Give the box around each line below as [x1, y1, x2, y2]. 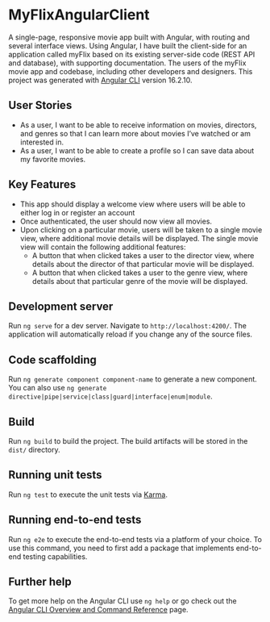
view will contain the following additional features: [19, 242, 187, 252]
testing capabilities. [23, 551, 88, 561]
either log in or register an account [19, 207, 135, 217]
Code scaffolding [8, 353, 97, 366]
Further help [8, 575, 73, 589]
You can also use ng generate [8, 383, 107, 393]
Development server [8, 299, 114, 313]
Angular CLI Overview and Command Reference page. [8, 605, 189, 615]
